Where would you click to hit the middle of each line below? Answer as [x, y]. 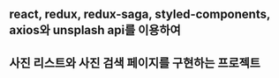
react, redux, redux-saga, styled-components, [140, 14]
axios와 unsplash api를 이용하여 [95, 30]
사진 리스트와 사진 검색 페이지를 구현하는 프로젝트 [135, 63]
